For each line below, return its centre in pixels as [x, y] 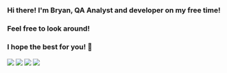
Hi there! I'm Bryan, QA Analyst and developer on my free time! [114, 10]
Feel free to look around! [49, 28]
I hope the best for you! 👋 [50, 46]
